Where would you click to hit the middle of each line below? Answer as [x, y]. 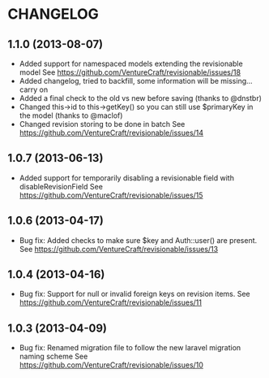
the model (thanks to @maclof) [71, 115]
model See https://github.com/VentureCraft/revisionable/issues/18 [130, 72]
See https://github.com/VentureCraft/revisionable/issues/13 [119, 249]
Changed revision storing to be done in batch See [102, 124]
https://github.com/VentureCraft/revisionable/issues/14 [111, 133]
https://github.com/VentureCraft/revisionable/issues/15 [111, 195]
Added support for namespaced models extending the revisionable [131, 63]
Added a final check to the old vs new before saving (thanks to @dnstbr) [141, 98]
